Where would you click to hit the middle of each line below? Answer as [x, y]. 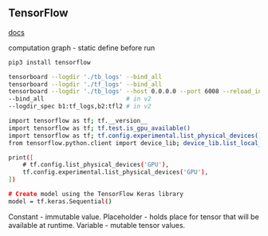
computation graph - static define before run [82, 48]
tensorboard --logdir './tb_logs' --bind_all [85, 77]
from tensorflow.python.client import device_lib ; [94, 143]
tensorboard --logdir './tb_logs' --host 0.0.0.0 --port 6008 [114, 92]
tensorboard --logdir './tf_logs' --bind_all [85, 84]
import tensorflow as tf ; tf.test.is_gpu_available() [100, 128]
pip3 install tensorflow [49, 62]
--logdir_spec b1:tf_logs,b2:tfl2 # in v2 [80, 107]
